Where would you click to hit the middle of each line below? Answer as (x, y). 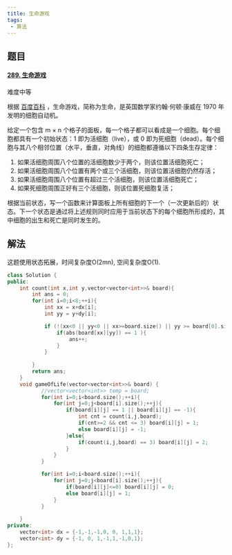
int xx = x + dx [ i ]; (70, 308)
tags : (15, 20)
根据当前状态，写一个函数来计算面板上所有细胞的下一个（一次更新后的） (110, 202)
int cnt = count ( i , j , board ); (120, 416)
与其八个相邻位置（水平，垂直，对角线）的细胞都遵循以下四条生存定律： (116, 147)
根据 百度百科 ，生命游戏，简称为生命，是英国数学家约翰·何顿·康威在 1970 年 (116, 106)
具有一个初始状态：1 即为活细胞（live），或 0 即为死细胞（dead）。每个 (119, 139)
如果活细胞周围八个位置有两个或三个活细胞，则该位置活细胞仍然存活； (117, 170)
